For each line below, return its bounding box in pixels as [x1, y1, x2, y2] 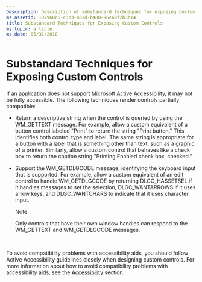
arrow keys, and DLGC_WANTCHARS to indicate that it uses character [14, 190, 189, 198]
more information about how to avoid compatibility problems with [6, 263, 168, 270]
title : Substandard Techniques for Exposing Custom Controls [6, 20, 163, 26]
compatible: [6, 103, 36, 110]
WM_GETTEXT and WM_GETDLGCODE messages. [14, 227, 140, 234]
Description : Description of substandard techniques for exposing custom [6, 8, 196, 15]
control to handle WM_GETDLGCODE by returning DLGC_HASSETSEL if [14, 177, 192, 184]
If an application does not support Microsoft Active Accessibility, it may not [6, 90, 193, 97]
